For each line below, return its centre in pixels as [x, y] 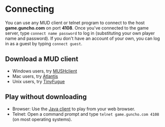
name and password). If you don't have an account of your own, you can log [82, 38]
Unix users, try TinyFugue [38, 81]
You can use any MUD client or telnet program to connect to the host [75, 23]
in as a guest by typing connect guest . [44, 43]
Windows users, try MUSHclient [45, 71]
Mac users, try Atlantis [35, 76]
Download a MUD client [42, 59]
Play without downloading [46, 97]
